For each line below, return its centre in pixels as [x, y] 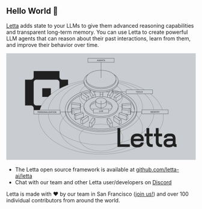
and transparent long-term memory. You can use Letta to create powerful [97, 32]
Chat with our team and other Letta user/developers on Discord [93, 182]
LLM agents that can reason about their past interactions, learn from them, [99, 38]
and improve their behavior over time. [53, 45]
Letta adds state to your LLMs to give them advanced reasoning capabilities [100, 25]
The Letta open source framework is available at [75, 170]
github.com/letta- [158, 170]
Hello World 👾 [32, 11]
